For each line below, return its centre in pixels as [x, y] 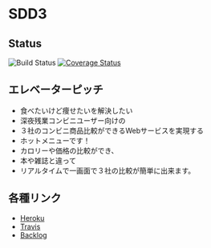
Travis [30, 226]
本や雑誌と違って [48, 160]
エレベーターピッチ [56, 90]
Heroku [32, 218]
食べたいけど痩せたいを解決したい [76, 110]
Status [25, 44]
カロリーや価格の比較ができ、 [69, 150]
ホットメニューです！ [55, 140]
